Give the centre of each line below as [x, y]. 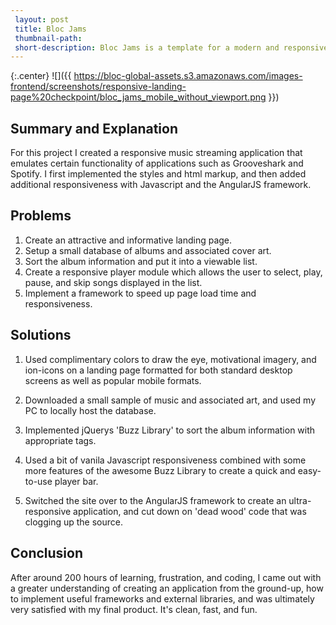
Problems [41, 216]
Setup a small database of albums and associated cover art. [148, 250]
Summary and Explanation [94, 128]
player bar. [76, 481]
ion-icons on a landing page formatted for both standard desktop [158, 370]
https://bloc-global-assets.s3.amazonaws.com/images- [188, 76]
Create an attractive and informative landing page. [128, 240]
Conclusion [47, 553]
